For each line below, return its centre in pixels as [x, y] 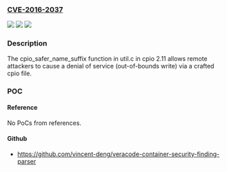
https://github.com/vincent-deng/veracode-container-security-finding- [118, 154]
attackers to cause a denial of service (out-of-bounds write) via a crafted [111, 66]
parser [27, 161]
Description [27, 44]
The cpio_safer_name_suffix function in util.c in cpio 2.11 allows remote [107, 58]
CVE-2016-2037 [35, 10]
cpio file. [20, 73]
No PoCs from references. [44, 123]
